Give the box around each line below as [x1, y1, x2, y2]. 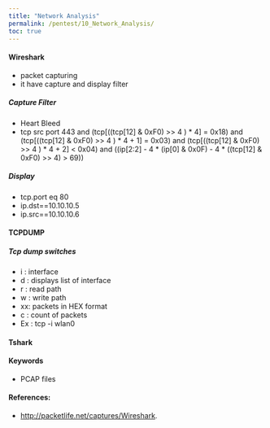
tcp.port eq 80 [20, 192, 69, 202]
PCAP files [20, 373, 56, 383]
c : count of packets [20, 310, 88, 320]
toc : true [8, 27, 42, 35]
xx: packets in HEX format [20, 302, 108, 312]
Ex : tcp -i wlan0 [20, 319, 76, 329]
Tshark [8, 337, 33, 347]
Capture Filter [8, 98, 57, 107]
